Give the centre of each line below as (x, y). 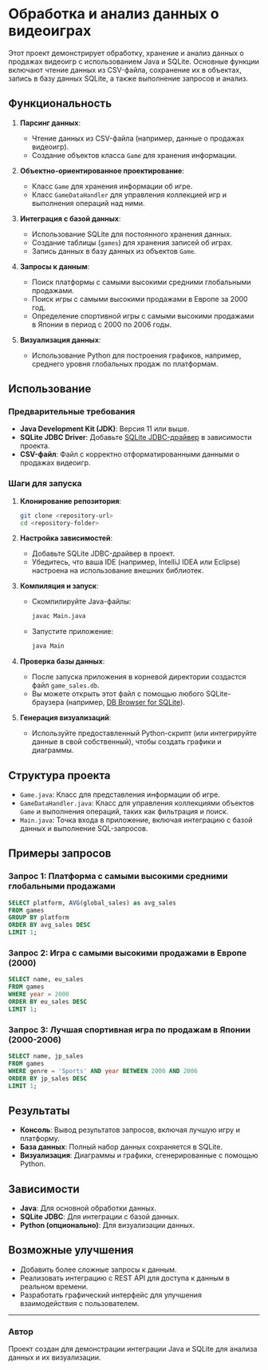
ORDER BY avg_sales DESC (49, 925)
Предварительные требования (72, 412)
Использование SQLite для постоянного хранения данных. (132, 234)
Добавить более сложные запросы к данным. (98, 1269)
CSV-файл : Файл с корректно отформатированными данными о (130, 454)
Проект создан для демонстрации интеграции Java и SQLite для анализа (133, 1349)
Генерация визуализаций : (65, 718)
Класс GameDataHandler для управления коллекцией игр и (129, 194)
